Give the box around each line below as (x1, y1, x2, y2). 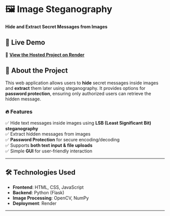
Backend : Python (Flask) (12, 189, 65, 195)
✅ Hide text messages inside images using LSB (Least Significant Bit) (5, 120, 152, 126)
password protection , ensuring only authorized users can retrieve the (5, 90, 151, 96)
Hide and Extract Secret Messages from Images (5, 23, 108, 30)
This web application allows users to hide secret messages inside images (5, 80, 158, 86)
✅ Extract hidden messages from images (5, 131, 91, 137)
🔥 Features (5, 109, 33, 116)
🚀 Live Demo (5, 38, 46, 47)
